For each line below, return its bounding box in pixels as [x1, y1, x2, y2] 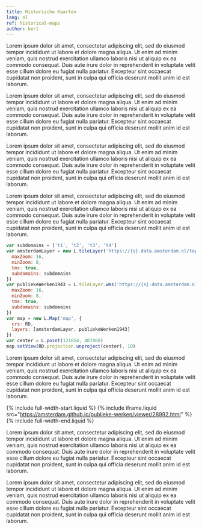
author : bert [6, 25, 39, 32]
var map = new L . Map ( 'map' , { [6, 315, 82, 321]
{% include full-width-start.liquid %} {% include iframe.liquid [6, 404, 157, 412]
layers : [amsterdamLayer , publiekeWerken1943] [11, 327, 130, 333]
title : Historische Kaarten [6, 8, 77, 15]
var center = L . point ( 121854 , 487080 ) [6, 338, 103, 344]
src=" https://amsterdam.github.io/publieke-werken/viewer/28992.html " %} [6, 410, 192, 418]
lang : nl [6, 14, 28, 20]
